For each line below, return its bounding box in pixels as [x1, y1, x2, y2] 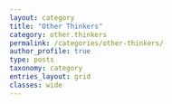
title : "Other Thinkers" [9, 22, 103, 31]
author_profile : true [9, 47, 91, 56]
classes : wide [9, 80, 63, 90]
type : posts [9, 55, 54, 64]
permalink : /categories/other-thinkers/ [9, 38, 165, 48]
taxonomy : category [9, 64, 83, 73]
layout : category [9, 13, 75, 23]
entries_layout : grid [9, 72, 91, 81]
